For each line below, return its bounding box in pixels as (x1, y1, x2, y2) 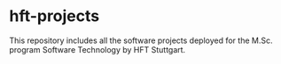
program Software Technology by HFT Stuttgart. (9, 44, 186, 54)
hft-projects (9, 6, 100, 26)
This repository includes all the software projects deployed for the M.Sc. (9, 35, 273, 46)
